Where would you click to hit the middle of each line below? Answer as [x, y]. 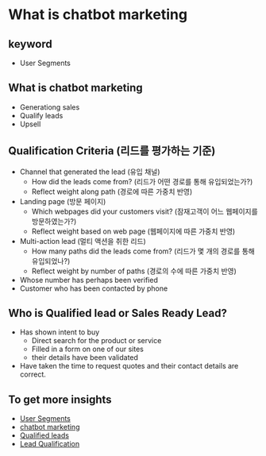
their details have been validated [85, 357]
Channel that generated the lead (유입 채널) [90, 172]
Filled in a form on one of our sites [88, 349]
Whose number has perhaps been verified [89, 280]
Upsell [30, 124]
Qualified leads [44, 435]
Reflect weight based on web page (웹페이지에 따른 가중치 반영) [133, 231]
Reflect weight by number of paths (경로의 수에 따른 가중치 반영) [134, 271]
